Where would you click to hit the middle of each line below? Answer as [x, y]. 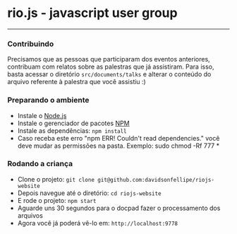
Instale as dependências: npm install [72, 130]
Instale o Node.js [42, 115]
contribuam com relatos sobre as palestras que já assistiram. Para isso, [111, 67]
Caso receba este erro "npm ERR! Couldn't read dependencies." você [119, 138]
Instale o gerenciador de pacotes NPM [73, 123]
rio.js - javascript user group [92, 13]
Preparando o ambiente [48, 100]
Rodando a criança [40, 164]
